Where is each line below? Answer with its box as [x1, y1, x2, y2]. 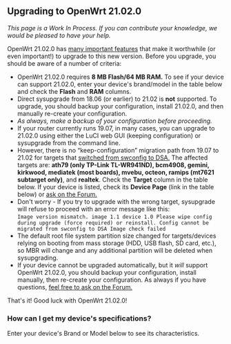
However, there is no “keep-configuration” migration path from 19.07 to [17, 146, 219, 154]
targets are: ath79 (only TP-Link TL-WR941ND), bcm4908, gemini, [17, 160, 210, 169]
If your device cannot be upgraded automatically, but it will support [17, 260, 208, 269]
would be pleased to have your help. [7, 31, 111, 39]
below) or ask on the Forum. [17, 190, 98, 198]
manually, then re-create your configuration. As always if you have [17, 276, 207, 284]
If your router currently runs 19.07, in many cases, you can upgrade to [17, 124, 215, 132]
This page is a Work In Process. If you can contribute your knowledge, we [7, 23, 218, 32]
